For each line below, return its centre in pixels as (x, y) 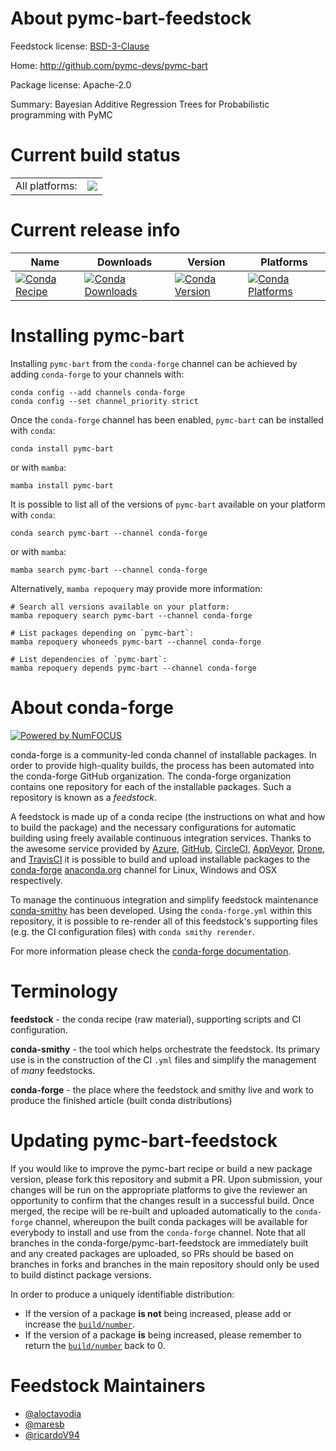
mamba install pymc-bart (62, 485)
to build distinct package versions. (81, 1274)
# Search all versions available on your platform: (120, 607)
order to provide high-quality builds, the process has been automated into (162, 765)
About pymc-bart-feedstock (131, 18)
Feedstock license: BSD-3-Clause (80, 46)
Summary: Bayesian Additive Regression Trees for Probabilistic (140, 104)
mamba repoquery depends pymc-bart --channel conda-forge (133, 668)
